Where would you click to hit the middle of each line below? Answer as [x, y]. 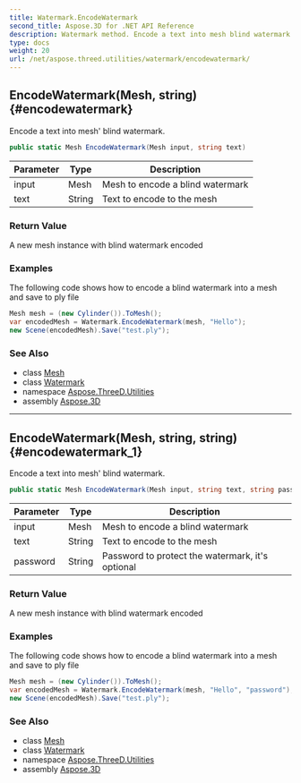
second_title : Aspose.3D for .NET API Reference [102, 26]
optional [119, 566]
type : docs [30, 43]
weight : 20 [30, 51]
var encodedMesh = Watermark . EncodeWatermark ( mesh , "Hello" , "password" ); [152, 690]
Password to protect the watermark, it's [185, 556]
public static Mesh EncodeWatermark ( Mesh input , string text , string [142, 490]
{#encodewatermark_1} [76, 451]
